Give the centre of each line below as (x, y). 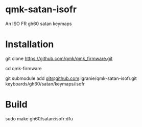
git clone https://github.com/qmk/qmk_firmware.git (59, 58)
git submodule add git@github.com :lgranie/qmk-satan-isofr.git (71, 78)
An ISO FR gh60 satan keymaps (39, 24)
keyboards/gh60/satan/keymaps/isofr (45, 83)
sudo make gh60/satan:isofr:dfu (39, 118)
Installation (30, 44)
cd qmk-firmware (23, 68)
